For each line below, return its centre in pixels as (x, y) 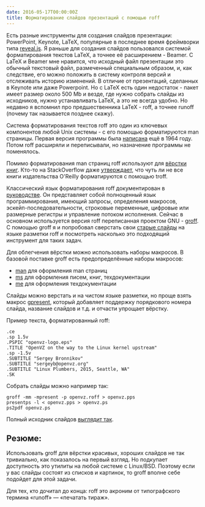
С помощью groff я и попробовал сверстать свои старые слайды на (95, 227)
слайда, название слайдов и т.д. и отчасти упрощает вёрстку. (88, 308)
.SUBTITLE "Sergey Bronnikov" (45, 358)
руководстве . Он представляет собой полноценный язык (81, 194)
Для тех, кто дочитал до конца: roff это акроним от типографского (93, 491)
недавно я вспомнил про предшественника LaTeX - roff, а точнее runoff (100, 107)
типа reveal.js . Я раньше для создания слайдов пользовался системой (99, 48)
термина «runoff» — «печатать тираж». (58, 498)
